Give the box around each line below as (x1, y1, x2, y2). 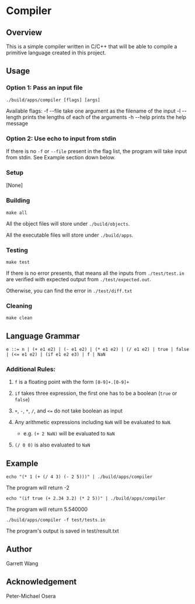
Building (6, 196, 30, 204)
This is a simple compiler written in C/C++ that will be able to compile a (6, 43, 177, 50)
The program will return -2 (6, 484, 70, 492)
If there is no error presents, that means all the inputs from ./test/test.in (6, 269, 185, 277)
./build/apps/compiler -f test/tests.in (6, 517, 106, 523)
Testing (6, 246, 28, 254)
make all (6, 210, 27, 216)
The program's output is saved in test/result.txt (6, 527, 119, 534)
